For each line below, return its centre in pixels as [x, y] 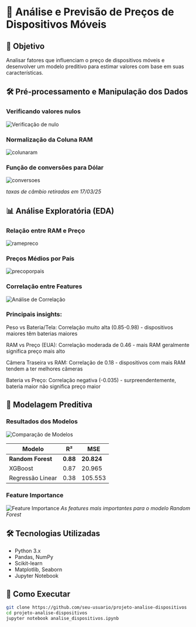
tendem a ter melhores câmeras [44, 369]
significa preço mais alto [36, 351]
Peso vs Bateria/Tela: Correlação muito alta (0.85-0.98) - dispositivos [90, 327]
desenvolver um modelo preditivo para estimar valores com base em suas [95, 66]
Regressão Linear [33, 478]
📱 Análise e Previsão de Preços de [90, 12]
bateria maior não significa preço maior [54, 386]
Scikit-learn [28, 563]
